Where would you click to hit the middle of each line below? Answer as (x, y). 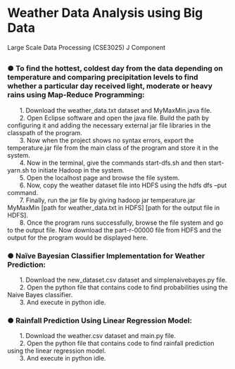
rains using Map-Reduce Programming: (76, 95)
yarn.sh (18, 170)
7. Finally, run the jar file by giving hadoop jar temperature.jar (108, 200)
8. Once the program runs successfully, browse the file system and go (122, 223)
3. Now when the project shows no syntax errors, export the (107, 140)
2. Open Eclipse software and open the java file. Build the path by (115, 118)
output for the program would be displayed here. (78, 237)
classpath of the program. (45, 132)
